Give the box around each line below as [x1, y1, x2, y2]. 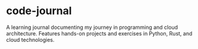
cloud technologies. [6, 36, 55, 43]
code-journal [6, 4, 73, 18]
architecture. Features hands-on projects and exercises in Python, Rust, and [6, 30, 193, 37]
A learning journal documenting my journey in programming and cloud [6, 24, 178, 31]
